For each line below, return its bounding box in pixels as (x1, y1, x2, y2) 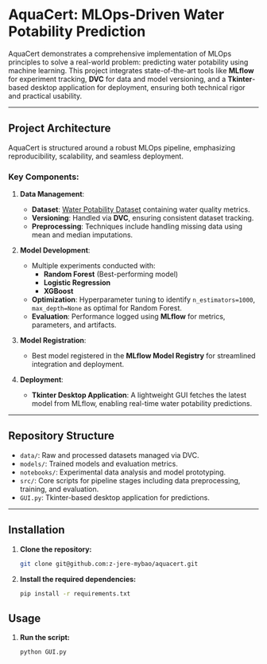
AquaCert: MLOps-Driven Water (8, 6, 225, 24)
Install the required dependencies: (19, 574, 137, 584)
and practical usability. (8, 91, 83, 100)
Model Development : (19, 245, 91, 256)
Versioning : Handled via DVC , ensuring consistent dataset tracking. (31, 213, 254, 223)
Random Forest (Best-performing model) (43, 269, 179, 279)
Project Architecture (8, 122, 111, 135)
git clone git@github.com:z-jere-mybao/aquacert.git (19, 560, 199, 568)
